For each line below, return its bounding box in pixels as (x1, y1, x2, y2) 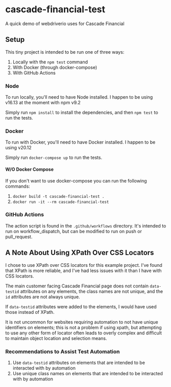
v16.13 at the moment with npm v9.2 (5, 100, 81, 106)
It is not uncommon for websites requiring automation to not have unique (5, 318, 158, 325)
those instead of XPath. (5, 309, 55, 315)
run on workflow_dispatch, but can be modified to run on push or (5, 228, 142, 234)
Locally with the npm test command (12, 59, 88, 65)
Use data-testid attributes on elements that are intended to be (12, 359, 145, 366)
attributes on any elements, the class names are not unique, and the (20, 288, 163, 294)
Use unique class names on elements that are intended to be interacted (12, 370, 163, 376)
